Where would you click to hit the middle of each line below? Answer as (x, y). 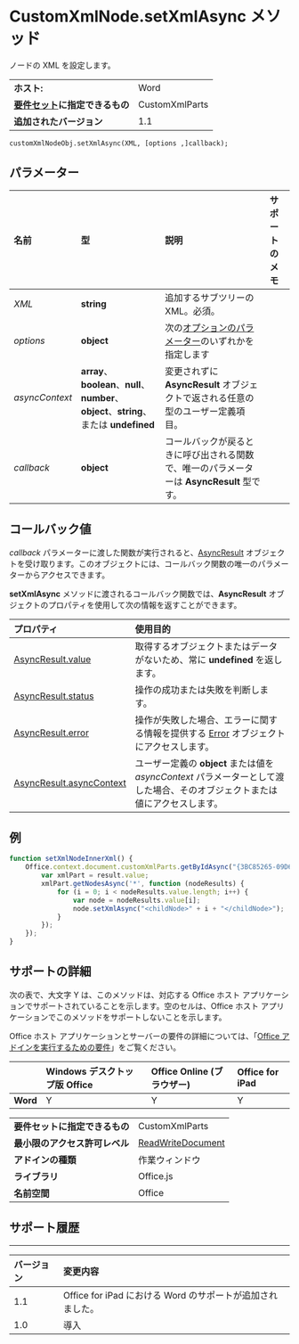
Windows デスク (81, 1071)
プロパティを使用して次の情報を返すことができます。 (145, 604)
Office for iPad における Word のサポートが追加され (170, 1295)
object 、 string (112, 411)
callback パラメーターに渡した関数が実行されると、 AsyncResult (127, 553)
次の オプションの (200, 327)
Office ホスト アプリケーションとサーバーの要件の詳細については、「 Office (145, 1036)
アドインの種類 (45, 1160)
